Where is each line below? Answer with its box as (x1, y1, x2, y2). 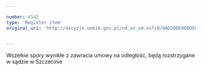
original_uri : (6, 25, 42, 31)
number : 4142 (6, 14, 39, 20)
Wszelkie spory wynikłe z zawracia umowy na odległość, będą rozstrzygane (6, 52, 195, 59)
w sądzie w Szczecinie (6, 58, 63, 66)
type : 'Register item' (6, 19, 63, 26)
